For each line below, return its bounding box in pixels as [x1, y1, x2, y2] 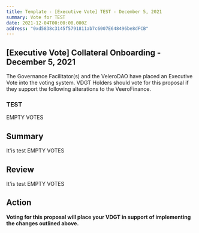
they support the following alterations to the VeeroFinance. [6, 85, 152, 93]
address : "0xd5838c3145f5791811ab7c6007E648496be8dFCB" [6, 25, 149, 32]
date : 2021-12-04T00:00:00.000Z [6, 20, 87, 26]
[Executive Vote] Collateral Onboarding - [6, 47, 161, 57]
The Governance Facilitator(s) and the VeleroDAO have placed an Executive [6, 73, 193, 80]
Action [6, 198, 32, 208]
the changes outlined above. [6, 219, 79, 227]
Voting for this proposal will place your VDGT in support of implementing [6, 213, 191, 220]
